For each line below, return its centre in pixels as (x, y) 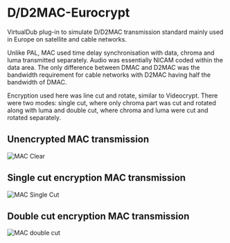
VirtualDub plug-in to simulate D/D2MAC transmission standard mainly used (115, 32)
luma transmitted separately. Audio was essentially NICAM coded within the (115, 60)
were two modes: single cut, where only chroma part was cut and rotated (112, 102)
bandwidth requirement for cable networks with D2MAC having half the (109, 75)
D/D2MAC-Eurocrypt (69, 13)
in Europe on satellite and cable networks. (67, 39)
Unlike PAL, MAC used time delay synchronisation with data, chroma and (111, 53)
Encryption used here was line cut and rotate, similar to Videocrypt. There (113, 96)
